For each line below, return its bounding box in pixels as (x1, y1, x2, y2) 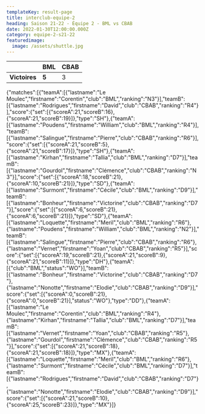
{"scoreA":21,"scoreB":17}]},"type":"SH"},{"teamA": (6, 147, 135, 154)
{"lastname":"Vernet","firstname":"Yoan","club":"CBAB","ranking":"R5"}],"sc (6, 244, 198, 252)
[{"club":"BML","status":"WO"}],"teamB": (6, 264, 109, 271)
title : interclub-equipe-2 (6, 15, 75, 21)
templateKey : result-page (6, 9, 72, 15)
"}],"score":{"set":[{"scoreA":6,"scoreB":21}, (6, 206, 117, 213)
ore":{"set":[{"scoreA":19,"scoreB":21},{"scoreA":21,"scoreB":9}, (6, 251, 167, 258)
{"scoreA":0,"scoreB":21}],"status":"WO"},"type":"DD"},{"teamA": (6, 296, 171, 304)
